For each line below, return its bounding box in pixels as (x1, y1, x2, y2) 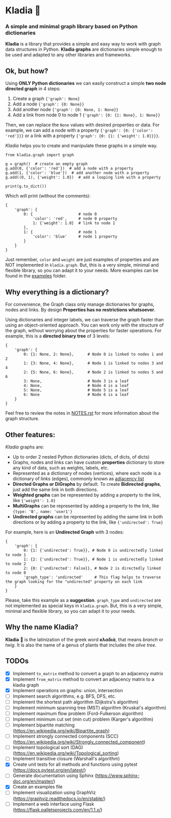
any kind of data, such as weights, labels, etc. (12, 464, 109, 470)
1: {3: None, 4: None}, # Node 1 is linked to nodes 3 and (23, 361, 163, 366)
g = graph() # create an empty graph (5, 161, 88, 167)
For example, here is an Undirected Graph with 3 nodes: (5, 529, 124, 535)
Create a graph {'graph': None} (12, 96, 80, 102)
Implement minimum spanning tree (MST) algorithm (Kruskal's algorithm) (12, 704, 166, 711)
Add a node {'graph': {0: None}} (12, 101, 84, 107)
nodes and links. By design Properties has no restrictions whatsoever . (5, 307, 156, 313)
